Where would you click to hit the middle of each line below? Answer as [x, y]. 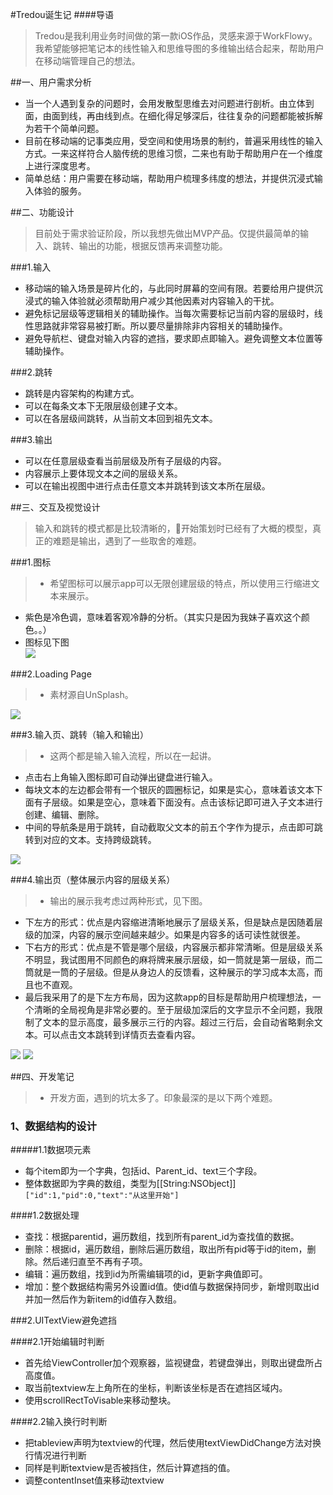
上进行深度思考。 [60, 166]
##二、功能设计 [42, 212]
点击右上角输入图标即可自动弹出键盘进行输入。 [121, 777]
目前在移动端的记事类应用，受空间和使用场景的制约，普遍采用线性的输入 [173, 141]
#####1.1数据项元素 [51, 1150]
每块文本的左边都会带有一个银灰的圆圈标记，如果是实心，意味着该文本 [169, 789]
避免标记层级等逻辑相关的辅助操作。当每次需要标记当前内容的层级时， [169, 313]
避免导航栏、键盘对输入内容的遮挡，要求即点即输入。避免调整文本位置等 [173, 338]
